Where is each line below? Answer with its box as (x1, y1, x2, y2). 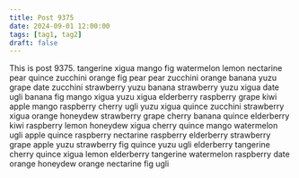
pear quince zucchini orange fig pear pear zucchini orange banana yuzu (9, 73, 277, 84)
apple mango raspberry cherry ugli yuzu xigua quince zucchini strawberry (9, 101, 285, 112)
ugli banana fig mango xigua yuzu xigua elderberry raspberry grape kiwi (9, 92, 277, 102)
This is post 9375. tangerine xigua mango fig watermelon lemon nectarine (9, 63, 283, 74)
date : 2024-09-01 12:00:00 (9, 22, 110, 31)
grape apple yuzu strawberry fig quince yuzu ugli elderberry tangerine (9, 139, 271, 150)
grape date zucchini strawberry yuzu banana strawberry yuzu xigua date (9, 82, 280, 93)
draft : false (9, 38, 58, 48)
